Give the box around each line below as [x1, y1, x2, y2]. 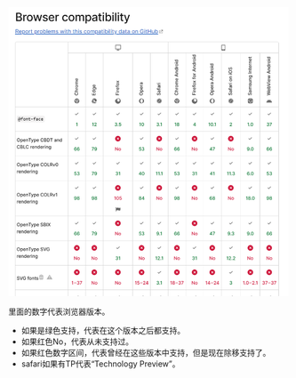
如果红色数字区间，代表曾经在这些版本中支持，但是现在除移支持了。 [20, 347, 271, 358]
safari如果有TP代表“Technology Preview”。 [20, 358, 180, 369]
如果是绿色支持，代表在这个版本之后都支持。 [20, 325, 186, 335]
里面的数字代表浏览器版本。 [8, 306, 110, 317]
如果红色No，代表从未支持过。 [20, 336, 134, 347]
